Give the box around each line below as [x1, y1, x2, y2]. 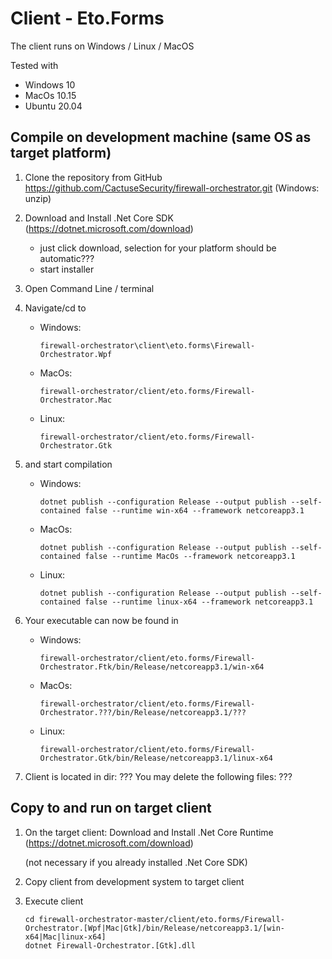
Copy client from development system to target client [24, 875, 245, 887]
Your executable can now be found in [24, 614, 179, 626]
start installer [39, 263, 95, 275]
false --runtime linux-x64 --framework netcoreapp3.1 [84, 597, 314, 607]
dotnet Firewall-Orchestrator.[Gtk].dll [24, 940, 196, 951]
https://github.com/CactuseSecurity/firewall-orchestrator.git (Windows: [24, 182, 320, 194]
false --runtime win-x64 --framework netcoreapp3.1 [84, 505, 305, 516]
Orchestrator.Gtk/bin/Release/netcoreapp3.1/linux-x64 [39, 753, 273, 763]
